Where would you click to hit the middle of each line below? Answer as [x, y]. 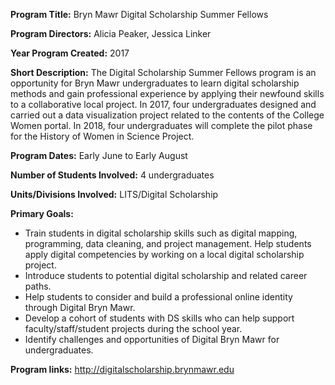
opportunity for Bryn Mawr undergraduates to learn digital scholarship [155, 83]
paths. [38, 286]
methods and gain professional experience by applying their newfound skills [167, 93]
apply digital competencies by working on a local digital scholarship [164, 254]
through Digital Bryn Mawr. [80, 307]
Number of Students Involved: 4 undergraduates [112, 175]
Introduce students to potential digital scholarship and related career [166, 275]
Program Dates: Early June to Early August [99, 155]
